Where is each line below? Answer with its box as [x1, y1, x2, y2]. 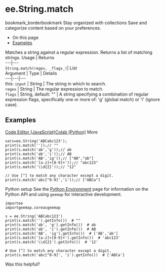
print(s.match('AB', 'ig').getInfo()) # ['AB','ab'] [5, 231, 119, 236]
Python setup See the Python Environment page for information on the [5, 186, 149, 192]
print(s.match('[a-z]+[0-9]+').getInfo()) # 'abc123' [5, 235, 121, 240]
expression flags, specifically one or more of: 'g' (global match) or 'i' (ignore [5, 96, 160, 102]
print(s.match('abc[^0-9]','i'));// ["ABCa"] [5, 177, 100, 182]
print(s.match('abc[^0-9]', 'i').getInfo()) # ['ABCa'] [5, 252, 125, 257]
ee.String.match [5, 3, 74, 15]
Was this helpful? [5, 261, 41, 267]
